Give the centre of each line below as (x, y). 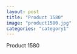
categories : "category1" (38, 28)
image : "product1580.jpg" (39, 23)
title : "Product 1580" (35, 17)
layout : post (23, 12)
